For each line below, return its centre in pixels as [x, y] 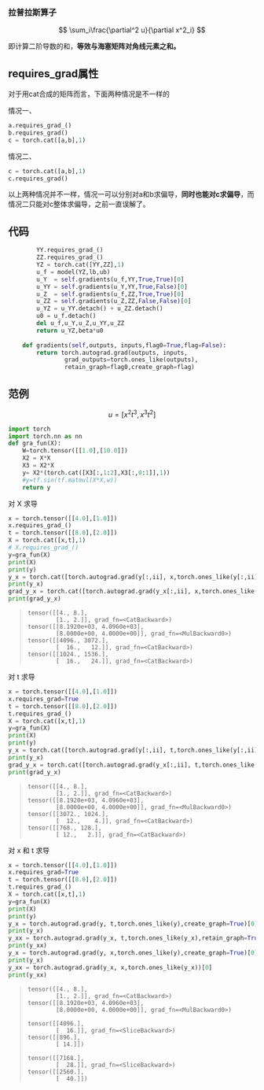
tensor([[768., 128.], [64, 828]
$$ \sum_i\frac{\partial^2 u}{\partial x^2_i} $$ [132, 30]
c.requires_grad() [38, 179]
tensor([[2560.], [56, 1072]
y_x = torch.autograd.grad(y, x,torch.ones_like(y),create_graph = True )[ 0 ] [133, 953]
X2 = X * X [37, 458]
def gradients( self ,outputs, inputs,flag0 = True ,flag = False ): [124, 345]
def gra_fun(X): [35, 443]
